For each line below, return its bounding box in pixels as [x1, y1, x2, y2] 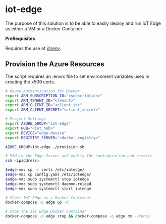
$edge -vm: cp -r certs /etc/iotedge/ [5, 167, 85, 172]
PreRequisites [5, 35, 35, 41]
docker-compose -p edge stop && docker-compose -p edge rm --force [5, 214, 150, 219]
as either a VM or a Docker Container [5, 25, 83, 31]
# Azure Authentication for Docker [5, 88, 80, 94]
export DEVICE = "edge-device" [5, 130, 67, 136]
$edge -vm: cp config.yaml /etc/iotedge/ [5, 172, 92, 177]
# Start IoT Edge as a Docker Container [5, 195, 92, 200]
